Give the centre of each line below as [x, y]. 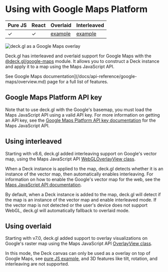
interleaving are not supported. [37, 264]
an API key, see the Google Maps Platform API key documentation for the [81, 120]
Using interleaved [33, 142]
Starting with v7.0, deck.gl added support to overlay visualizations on [76, 238]
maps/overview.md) [26, 81]
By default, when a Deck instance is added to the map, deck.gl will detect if [83, 194]
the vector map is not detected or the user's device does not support [76, 205]
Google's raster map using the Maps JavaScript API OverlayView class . [79, 244]
